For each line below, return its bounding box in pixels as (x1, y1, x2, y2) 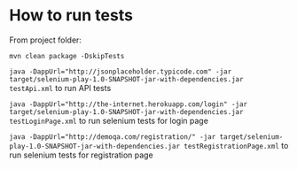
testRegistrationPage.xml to (183, 140, 289, 150)
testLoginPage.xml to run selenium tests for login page (9, 115, 208, 126)
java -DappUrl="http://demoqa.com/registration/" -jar (9, 132, 216, 142)
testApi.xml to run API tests (9, 82, 112, 93)
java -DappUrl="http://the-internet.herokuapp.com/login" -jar (9, 99, 248, 109)
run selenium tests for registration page (9, 150, 153, 160)
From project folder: (9, 35, 82, 45)
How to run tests (9, 5, 133, 26)
